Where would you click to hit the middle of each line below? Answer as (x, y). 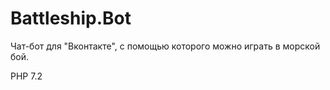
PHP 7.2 (26, 76)
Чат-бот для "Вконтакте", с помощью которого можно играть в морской (165, 46)
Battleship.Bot (71, 18)
